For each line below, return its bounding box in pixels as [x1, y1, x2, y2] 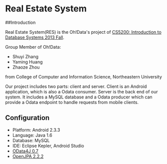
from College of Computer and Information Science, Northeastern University [5, 74, 162, 80]
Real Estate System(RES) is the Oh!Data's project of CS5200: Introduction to [5, 29, 162, 35]
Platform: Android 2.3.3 [12, 127, 60, 133]
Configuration [5, 114, 50, 122]
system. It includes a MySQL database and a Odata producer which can [5, 94, 153, 100]
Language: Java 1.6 [12, 132, 52, 138]
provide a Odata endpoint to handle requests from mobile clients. [5, 99, 139, 105]
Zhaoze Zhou [12, 64, 40, 70]
